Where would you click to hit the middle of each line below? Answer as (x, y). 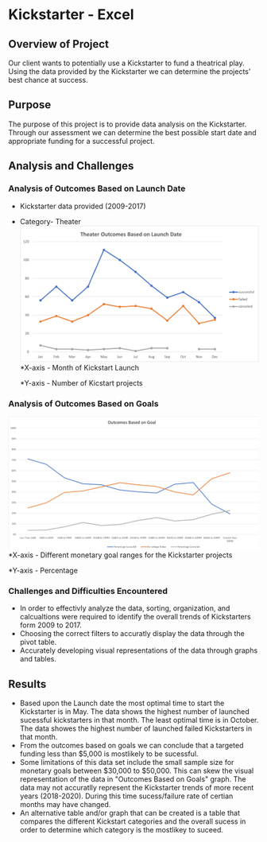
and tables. (38, 659)
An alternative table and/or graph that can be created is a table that (130, 813)
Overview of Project (59, 44)
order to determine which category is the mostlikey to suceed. (122, 830)
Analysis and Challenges (71, 166)
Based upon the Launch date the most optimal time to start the (122, 703)
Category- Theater (50, 221)
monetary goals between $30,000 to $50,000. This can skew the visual (137, 771)
